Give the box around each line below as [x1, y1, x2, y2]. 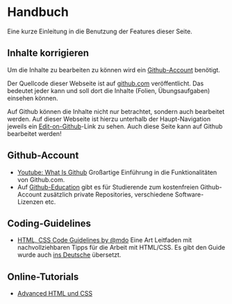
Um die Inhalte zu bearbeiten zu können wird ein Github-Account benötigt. [7, 65, 221, 74]
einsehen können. [7, 94, 58, 102]
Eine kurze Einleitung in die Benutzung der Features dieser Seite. [7, 27, 192, 35]
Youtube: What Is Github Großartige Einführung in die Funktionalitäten [17, 168, 217, 176]
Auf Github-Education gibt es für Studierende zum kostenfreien [17, 183, 199, 191]
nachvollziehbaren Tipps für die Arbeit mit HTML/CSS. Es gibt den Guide [17, 244, 226, 252]
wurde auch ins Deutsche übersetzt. [17, 251, 122, 259]
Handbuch [7, 4, 69, 20]
